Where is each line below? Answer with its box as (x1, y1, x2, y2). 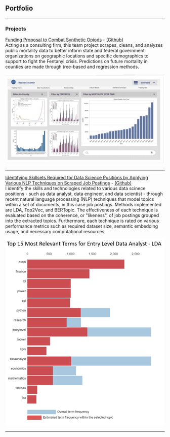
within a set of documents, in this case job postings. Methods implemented (5, 202, 162, 208)
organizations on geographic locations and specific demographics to (5, 53, 149, 59)
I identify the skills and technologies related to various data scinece (5, 185, 146, 192)
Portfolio (5, 4, 33, 13)
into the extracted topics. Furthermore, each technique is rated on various (5, 218, 159, 224)
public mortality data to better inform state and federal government (5, 48, 145, 54)
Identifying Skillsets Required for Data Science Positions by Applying (5, 175, 148, 181)
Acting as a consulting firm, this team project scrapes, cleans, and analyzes (5, 42, 163, 48)
